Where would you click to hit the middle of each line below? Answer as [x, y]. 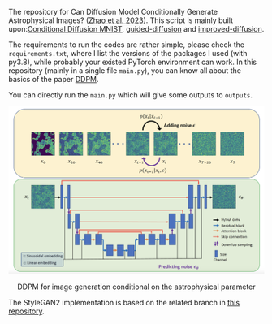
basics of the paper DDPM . [54, 79]
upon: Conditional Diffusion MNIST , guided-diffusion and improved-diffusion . [136, 29]
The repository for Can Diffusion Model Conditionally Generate [113, 12]
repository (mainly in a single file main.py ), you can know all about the [125, 71]
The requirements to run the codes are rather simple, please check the [127, 45]
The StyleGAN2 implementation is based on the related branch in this [124, 303]
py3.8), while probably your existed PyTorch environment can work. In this [133, 62]
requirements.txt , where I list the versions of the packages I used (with [128, 53]
